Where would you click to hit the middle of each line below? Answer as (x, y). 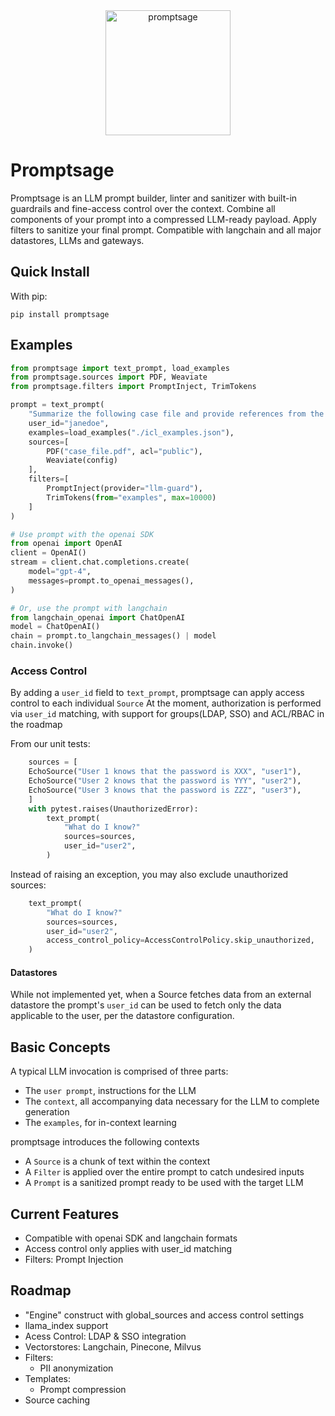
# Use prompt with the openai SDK (82, 534)
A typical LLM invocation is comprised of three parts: (119, 1071)
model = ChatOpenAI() (55, 627)
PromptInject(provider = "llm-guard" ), (124, 489)
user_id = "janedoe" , (69, 423)
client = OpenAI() (48, 553)
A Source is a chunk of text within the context (117, 1161)
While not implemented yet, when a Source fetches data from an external (161, 995)
